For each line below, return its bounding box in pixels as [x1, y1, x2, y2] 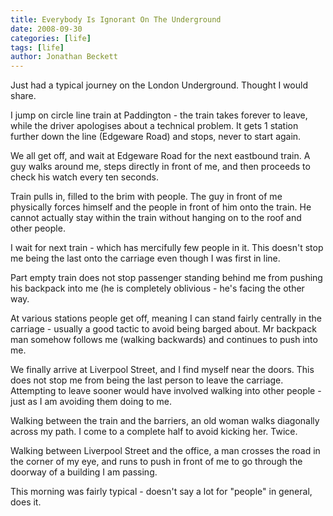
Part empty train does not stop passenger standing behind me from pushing [10, 272, 323, 284]
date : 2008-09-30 [10, 24, 83, 34]
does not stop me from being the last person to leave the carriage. [10, 374, 284, 386]
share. [10, 90, 37, 102]
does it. [10, 496, 42, 508]
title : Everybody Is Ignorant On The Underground [10, 14, 222, 25]
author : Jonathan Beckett [10, 52, 118, 62]
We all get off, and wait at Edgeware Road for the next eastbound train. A [10, 150, 311, 162]
